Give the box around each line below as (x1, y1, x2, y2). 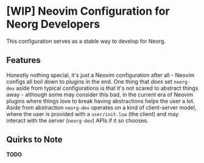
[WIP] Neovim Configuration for (6, 4, 170, 18)
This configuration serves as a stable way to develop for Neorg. (6, 37, 166, 45)
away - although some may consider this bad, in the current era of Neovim (6, 90, 194, 98)
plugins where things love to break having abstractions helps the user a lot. (6, 97, 195, 104)
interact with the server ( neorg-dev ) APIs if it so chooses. (6, 117, 149, 124)
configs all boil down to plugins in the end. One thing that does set (6, 78, 172, 85)
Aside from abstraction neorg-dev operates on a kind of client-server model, (6, 104, 197, 111)
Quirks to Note (6, 134, 63, 145)
